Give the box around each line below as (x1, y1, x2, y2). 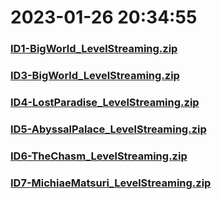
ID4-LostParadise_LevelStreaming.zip (10, 95, 200, 109)
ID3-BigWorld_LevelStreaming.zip (10, 69, 180, 83)
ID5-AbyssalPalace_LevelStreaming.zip (10, 122, 207, 136)
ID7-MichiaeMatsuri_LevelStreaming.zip (10, 176, 212, 190)
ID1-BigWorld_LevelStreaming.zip (10, 42, 178, 56)
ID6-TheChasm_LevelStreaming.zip (10, 149, 188, 163)
